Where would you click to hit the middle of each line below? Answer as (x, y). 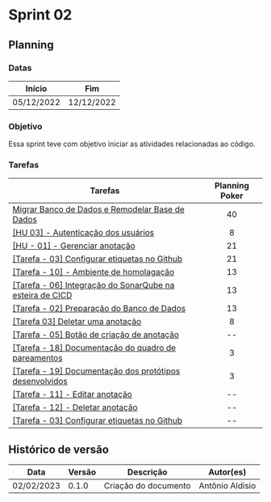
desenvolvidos (40, 382)
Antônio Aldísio (227, 486)
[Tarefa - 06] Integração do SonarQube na (94, 285)
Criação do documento (147, 486)
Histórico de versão (58, 449)
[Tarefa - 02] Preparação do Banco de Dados (99, 309)
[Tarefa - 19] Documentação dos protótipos (96, 371)
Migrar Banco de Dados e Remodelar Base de (99, 209)
